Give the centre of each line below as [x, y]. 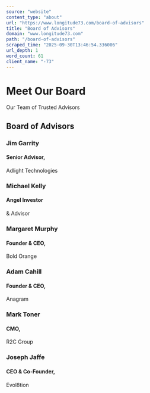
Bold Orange [22, 256]
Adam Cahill [24, 272]
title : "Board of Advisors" [41, 28]
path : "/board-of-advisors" [41, 39]
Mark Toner [23, 314]
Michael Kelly [26, 186]
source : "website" [29, 12]
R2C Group [20, 342]
